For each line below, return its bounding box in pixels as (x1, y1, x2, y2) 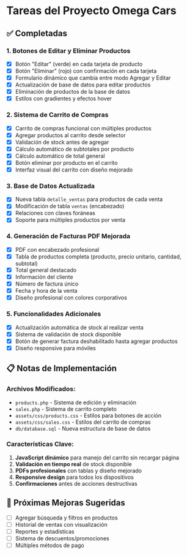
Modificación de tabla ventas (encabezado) (15, 203, 125, 210)
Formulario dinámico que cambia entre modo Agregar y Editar (15, 74, 171, 81)
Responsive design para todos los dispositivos (15, 473, 134, 481)
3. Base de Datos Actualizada (6, 181, 95, 190)
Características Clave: (6, 440, 75, 448)
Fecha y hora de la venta (15, 287, 78, 295)
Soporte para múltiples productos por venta (15, 216, 126, 224)
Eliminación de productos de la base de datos (15, 88, 130, 96)
